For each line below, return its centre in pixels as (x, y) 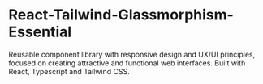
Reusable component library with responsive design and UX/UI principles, (132, 54)
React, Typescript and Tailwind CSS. (69, 71)
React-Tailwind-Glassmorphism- (121, 15)
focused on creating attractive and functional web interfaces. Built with (127, 63)
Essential (40, 32)
